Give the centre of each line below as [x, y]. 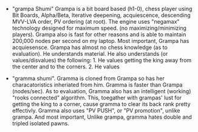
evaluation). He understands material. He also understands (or [90, 54]
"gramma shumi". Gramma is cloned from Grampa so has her [88, 78]
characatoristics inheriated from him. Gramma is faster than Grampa [97, 85]
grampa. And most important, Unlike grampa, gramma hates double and [102, 117]
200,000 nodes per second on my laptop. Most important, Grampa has [101, 41]
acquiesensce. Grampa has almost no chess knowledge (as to [90, 47]
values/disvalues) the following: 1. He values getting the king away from [102, 60]
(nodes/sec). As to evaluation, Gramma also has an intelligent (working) [101, 91]
